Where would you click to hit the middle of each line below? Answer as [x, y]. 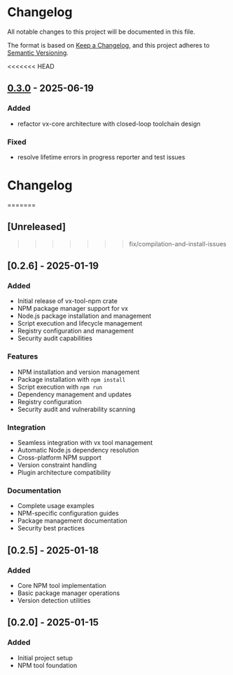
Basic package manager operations [69, 593]
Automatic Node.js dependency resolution [78, 450]
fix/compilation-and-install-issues [178, 243]
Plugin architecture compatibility [64, 472]
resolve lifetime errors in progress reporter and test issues [101, 157]
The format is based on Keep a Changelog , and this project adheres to [108, 45]
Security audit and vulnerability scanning [76, 409]
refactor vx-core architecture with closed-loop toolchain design [109, 123]
